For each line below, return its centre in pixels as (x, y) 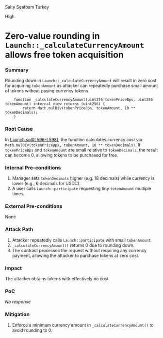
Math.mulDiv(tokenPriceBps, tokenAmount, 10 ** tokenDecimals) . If (73, 145)
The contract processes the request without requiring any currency (79, 250)
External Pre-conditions (34, 206)
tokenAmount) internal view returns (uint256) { (55, 104)
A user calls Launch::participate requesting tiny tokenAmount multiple (81, 188)
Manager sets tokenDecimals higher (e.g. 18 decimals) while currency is (83, 178)
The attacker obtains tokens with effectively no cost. (57, 278)
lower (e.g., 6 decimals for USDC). (46, 184)
